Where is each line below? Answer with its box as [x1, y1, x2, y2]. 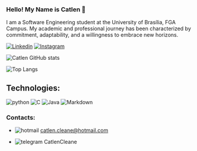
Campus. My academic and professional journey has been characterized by [6, 25, 191, 32]
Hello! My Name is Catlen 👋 [6, 5, 86, 14]
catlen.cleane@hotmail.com [40, 127, 109, 134]
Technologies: [6, 83, 61, 93]
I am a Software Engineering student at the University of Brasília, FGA [6, 19, 176, 26]
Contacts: [6, 114, 36, 122]
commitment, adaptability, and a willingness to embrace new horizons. [6, 31, 179, 38]
